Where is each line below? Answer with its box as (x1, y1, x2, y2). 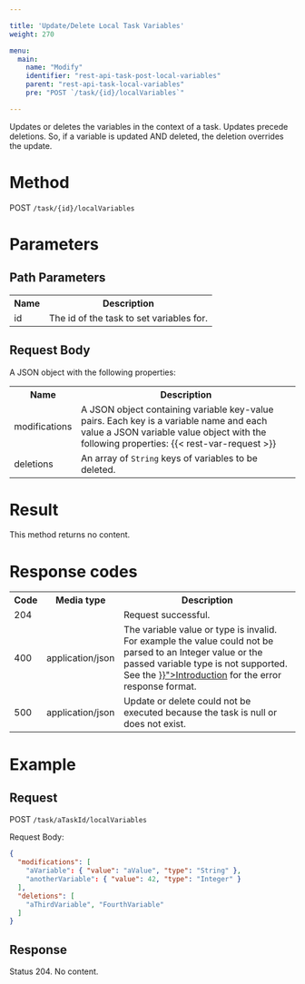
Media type (55, 594, 106, 606)
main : (17, 54, 39, 64)
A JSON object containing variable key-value (80, 403, 274, 416)
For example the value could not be (123, 635, 274, 647)
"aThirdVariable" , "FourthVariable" (25, 900, 165, 909)
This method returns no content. (9, 529, 131, 540)
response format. (123, 680, 197, 693)
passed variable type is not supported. (123, 657, 288, 670)
